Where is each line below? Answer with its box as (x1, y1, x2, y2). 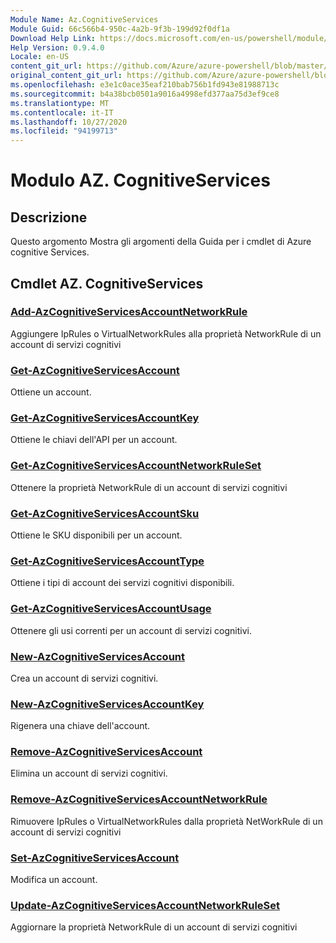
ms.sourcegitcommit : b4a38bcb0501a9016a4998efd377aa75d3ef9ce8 (10, 89, 280, 99)
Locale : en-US (10, 52, 70, 62)
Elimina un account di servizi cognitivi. (10, 767, 168, 780)
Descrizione (10, 209, 88, 226)
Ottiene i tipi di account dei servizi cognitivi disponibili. (10, 577, 235, 589)
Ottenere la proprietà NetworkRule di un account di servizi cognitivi (10, 481, 288, 493)
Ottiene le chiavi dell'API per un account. (10, 434, 178, 446)
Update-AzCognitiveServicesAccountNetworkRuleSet (10, 899, 281, 912)
